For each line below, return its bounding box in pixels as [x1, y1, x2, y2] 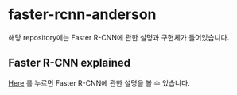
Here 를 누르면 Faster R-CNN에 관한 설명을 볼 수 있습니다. [8, 78, 191, 88]
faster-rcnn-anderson [8, 6, 157, 24]
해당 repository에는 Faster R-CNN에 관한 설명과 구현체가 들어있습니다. [8, 32, 230, 42]
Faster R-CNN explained [8, 56, 131, 70]
